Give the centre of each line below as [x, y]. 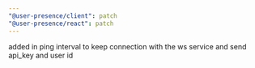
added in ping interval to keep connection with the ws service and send [127, 46]
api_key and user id [41, 55]
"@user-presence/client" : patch [63, 16]
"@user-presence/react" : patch [61, 23]
